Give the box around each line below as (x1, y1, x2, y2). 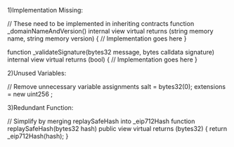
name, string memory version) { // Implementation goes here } (7, 34, 187, 43)
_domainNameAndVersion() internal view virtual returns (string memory (7, 27, 214, 35)
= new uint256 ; (7, 90, 53, 98)
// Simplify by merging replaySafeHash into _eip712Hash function (7, 117, 195, 125)
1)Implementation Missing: (7, 6, 83, 14)
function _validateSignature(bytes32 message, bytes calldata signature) (7, 48, 215, 56)
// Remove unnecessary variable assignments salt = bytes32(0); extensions (7, 83, 226, 90)
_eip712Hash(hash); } (7, 132, 69, 140)
